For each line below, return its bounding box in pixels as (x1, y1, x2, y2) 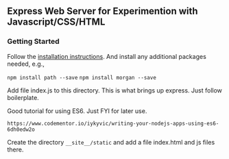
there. (7, 145, 24, 154)
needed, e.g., (7, 60, 45, 68)
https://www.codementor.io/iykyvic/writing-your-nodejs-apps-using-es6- (7, 120, 219, 127)
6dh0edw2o (7, 126, 36, 133)
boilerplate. (7, 93, 39, 101)
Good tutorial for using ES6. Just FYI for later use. (7, 106, 147, 115)
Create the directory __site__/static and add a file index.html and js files (7, 138, 215, 146)
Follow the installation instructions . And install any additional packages (7, 52, 207, 60)
